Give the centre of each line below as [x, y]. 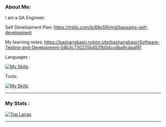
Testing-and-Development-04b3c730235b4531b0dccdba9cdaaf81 [73, 48]
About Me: [18, 7]
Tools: [11, 76]
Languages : [18, 57]
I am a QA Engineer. [25, 18]
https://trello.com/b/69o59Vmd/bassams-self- [101, 27]
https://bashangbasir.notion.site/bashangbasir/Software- [102, 42]
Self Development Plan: [29, 27]
